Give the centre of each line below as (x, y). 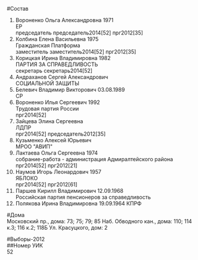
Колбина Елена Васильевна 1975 (57, 39)
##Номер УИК (25, 245)
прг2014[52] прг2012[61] (46, 184)
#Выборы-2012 (26, 239)
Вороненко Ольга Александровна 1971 (64, 20)
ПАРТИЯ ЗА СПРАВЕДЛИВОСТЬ (57, 64)
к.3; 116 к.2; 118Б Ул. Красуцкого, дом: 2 (57, 228)
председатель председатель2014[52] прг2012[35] (79, 33)
